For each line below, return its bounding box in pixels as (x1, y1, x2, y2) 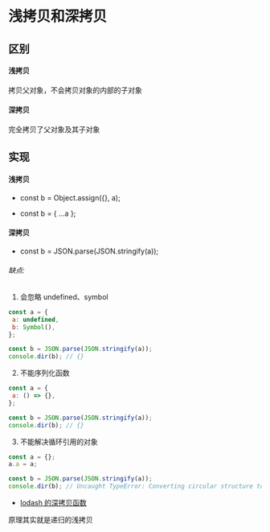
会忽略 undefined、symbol (19, 291, 108, 302)
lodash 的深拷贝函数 (19, 498, 87, 508)
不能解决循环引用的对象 (19, 436, 98, 447)
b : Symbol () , (11, 323, 56, 331)
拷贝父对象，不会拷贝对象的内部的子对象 (8, 85, 142, 95)
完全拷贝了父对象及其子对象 (8, 124, 100, 134)
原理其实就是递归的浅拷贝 (8, 515, 93, 525)
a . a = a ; (8, 460, 38, 468)
